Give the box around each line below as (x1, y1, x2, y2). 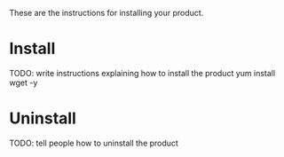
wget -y (9, 77, 38, 88)
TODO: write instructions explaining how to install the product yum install (9, 67, 276, 78)
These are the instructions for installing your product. (9, 8, 204, 18)
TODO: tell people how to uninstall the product (9, 137, 179, 148)
